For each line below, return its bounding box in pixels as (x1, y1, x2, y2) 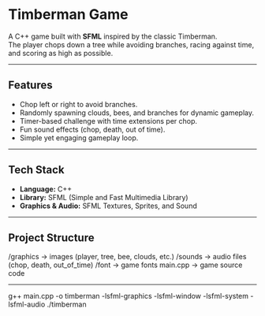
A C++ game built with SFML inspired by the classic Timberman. (8, 32, 218, 41)
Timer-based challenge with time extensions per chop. (19, 116, 198, 125)
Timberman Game (8, 6, 129, 24)
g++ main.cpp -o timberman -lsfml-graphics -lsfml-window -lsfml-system (8, 292, 249, 301)
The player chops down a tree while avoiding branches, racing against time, (8, 39, 255, 49)
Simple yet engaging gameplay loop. (19, 132, 139, 143)
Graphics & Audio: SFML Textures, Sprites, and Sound (19, 201, 197, 210)
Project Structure (8, 231, 95, 244)
